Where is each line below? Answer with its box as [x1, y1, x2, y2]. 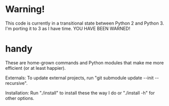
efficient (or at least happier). [5, 65, 66, 71]
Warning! [5, 4, 45, 15]
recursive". [5, 80, 28, 86]
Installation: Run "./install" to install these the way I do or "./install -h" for [5, 89, 155, 96]
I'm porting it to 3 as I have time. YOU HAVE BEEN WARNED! [5, 25, 130, 31]
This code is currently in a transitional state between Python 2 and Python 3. [5, 20, 164, 26]
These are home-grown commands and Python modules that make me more [5, 59, 164, 66]
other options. [5, 95, 34, 101]
